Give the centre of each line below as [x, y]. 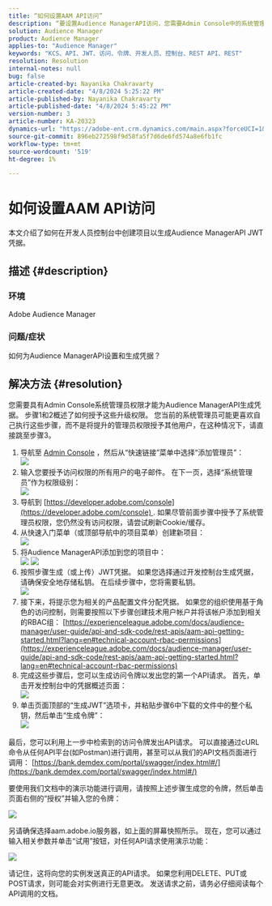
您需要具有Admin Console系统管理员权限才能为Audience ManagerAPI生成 [132, 404]
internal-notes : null [45, 69]
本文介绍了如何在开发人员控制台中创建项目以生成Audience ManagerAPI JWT [136, 233]
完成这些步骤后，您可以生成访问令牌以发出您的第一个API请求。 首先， [137, 675]
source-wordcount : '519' [50, 152]
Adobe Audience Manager [52, 314]
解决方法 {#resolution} [66, 384]
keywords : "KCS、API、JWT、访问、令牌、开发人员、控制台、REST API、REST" [125, 53]
